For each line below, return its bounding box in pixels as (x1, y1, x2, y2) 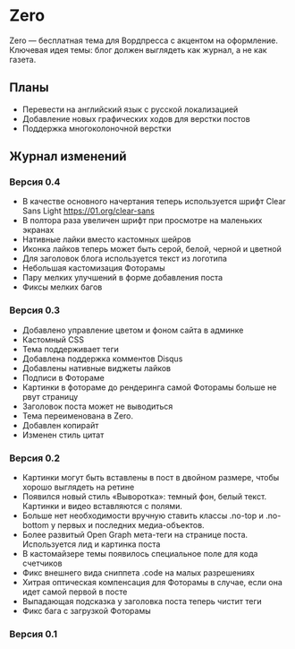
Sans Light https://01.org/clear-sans (21, 205, 155, 216)
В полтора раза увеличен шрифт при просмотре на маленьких (21, 215, 263, 226)
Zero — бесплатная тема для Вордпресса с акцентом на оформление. (9, 35, 279, 46)
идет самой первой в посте (21, 586, 128, 597)
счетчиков (21, 558, 63, 569)
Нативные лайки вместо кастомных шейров (21, 234, 191, 245)
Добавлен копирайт (21, 420, 99, 430)
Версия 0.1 (9, 627, 58, 640)
